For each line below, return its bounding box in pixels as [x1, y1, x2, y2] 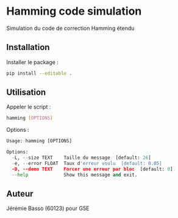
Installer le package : [6, 58, 59, 65]
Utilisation [6, 87, 46, 98]
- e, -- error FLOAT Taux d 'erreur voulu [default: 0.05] [12, 160, 163, 166]
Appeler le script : [6, 103, 51, 111]
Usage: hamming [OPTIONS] [6, 138, 72, 144]
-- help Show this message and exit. [12, 172, 138, 178]
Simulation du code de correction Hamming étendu [6, 24, 135, 32]
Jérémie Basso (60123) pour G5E [6, 205, 90, 212]
